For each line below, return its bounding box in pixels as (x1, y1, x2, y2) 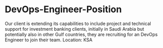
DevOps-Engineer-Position (5, 4, 122, 15)
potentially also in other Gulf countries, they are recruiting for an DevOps (5, 31, 158, 37)
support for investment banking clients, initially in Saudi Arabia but (5, 26, 144, 32)
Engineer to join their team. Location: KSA (5, 37, 92, 43)
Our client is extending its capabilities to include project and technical (5, 20, 151, 27)
